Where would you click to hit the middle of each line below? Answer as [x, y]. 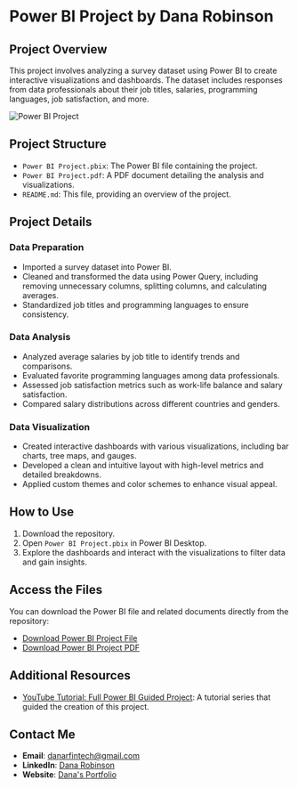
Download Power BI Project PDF [81, 647]
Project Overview [58, 49]
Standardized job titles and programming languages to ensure [135, 305]
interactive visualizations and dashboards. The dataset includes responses [146, 80]
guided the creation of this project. [85, 706]
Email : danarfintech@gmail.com [81, 756]
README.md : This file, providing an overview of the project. [126, 194]
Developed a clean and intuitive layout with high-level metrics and [143, 466]
